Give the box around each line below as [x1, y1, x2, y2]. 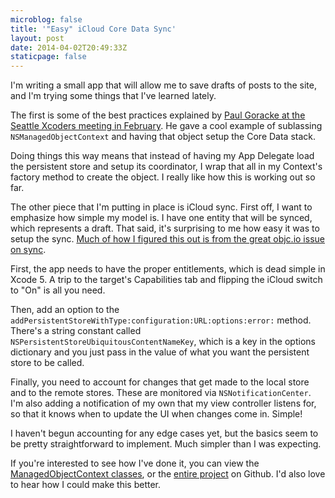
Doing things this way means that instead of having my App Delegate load [10, 150, 315, 162]
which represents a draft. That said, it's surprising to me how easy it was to [10, 222, 320, 235]
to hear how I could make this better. [10, 479, 162, 491]
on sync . [10, 244, 47, 256]
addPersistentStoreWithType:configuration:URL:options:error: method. [10, 314, 312, 326]
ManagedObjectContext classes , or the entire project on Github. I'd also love [10, 468, 326, 480]
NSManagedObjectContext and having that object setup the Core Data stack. [10, 131, 317, 143]
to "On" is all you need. [10, 284, 106, 296]
